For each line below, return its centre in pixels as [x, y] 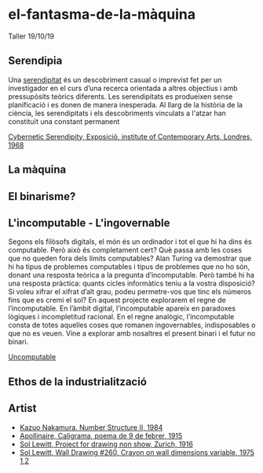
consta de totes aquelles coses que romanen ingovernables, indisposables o [132, 325]
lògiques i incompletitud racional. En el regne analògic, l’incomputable [121, 317]
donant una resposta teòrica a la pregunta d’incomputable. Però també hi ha [131, 275]
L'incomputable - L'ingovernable [89, 222]
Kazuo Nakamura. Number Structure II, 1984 [91, 427]
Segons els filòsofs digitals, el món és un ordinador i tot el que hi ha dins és [130, 242]
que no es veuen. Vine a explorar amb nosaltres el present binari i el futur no [132, 333]
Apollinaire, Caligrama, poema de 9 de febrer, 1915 [101, 435]
